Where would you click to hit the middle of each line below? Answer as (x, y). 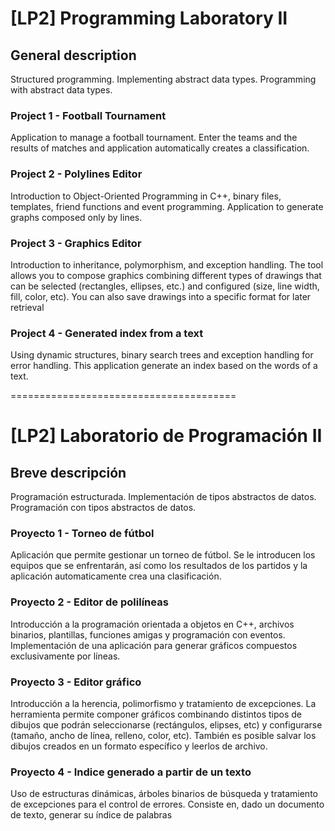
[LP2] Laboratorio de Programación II (166, 436)
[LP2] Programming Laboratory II (149, 18)
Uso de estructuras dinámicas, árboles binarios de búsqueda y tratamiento (164, 794)
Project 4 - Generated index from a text (107, 333)
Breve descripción (68, 472)
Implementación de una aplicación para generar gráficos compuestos (154, 645)
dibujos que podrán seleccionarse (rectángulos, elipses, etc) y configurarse (166, 725)
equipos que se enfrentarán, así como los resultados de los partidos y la (159, 566)
